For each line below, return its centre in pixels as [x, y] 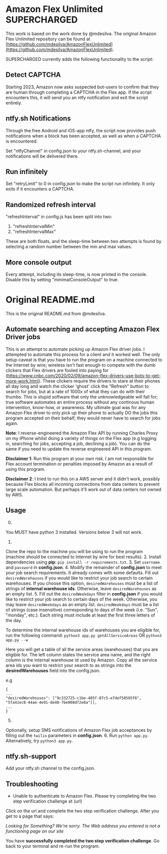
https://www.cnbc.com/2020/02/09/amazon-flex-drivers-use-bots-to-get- [84, 376]
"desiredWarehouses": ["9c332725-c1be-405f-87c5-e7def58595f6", [74, 698]
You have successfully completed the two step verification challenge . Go [83, 841]
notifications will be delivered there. [42, 156]
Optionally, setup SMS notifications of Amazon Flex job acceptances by [79, 730]
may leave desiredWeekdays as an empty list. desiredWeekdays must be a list [82, 604]
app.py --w [17, 640]
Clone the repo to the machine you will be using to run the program [74, 551]
